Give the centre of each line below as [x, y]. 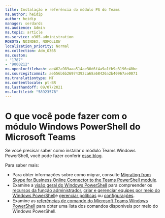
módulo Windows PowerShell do [73, 126]
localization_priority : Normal [37, 46]
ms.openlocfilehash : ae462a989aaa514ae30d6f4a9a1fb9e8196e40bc [71, 69]
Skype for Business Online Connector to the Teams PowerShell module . [85, 180]
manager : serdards [24, 23]
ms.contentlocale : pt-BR [31, 82]
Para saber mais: [22, 165]
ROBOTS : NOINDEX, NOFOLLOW [33, 42]
